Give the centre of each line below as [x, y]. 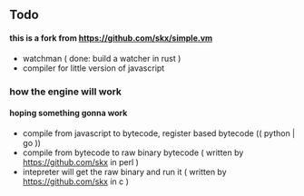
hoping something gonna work [69, 113]
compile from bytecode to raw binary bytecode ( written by [133, 152]
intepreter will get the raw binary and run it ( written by [124, 171]
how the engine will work [66, 92]
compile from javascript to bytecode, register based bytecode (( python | [159, 133]
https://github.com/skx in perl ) [80, 162]
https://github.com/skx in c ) [76, 181]
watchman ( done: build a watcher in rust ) [102, 58]
